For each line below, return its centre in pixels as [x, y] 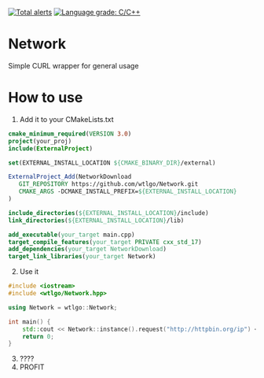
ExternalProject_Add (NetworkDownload [70, 177]
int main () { [29, 322]
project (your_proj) [40, 141]
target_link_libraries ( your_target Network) [82, 257]
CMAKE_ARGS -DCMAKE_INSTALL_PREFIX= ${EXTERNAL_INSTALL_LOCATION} [128, 192]
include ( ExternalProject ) [50, 148]
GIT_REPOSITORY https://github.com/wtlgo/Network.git [108, 184]
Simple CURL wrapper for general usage [73, 65]
